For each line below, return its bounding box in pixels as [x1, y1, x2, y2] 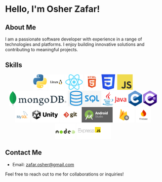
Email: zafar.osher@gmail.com [12, 161, 75, 167]
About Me [5, 23, 36, 32]
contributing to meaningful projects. [5, 47, 78, 52]
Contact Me [5, 148, 42, 157]
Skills [5, 61, 22, 70]
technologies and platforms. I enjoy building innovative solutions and [5, 41, 145, 47]
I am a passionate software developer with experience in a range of [5, 36, 142, 42]
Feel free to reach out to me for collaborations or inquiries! [5, 171, 124, 177]
